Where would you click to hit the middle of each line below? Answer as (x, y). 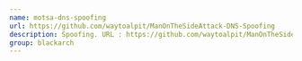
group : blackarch (42, 43)
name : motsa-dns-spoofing (58, 17)
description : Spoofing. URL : (66, 34)
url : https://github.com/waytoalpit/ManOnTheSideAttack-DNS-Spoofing (142, 26)
